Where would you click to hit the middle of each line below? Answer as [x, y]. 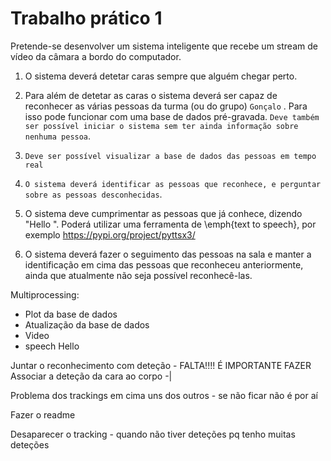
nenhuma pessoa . [58, 136]
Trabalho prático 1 [86, 18]
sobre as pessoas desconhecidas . [93, 194]
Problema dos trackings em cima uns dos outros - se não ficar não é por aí [164, 395]
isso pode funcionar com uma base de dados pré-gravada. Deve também [172, 116]
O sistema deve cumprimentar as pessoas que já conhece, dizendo [163, 213]
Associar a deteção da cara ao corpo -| [91, 376]
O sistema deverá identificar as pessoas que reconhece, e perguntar [173, 184]
